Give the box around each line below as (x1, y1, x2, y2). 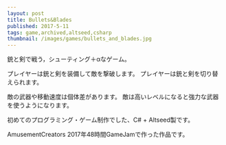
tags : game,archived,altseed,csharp (7, 29, 112, 36)
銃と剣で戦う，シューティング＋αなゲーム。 (7, 55, 131, 64)
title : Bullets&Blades (7, 16, 72, 23)
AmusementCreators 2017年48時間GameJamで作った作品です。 (7, 131, 189, 139)
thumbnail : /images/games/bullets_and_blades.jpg (7, 36, 152, 42)
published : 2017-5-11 (7, 23, 69, 29)
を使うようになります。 (7, 101, 74, 109)
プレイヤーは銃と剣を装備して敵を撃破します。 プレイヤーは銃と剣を (7, 70, 201, 78)
